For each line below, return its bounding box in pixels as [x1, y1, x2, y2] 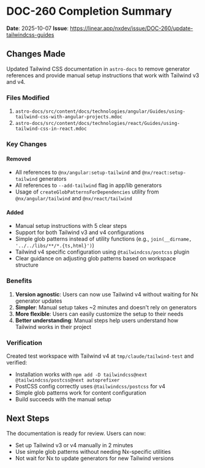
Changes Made [6, 49, 65, 59]
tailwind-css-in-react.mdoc [15, 126, 87, 132]
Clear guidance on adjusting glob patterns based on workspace [15, 255, 176, 262]
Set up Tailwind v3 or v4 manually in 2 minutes [15, 441, 133, 448]
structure [15, 262, 39, 269]
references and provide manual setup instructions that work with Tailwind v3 [6, 72, 199, 79]
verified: [6, 358, 28, 366]
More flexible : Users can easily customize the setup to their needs [15, 310, 184, 317]
